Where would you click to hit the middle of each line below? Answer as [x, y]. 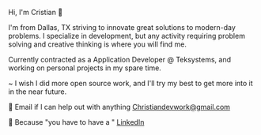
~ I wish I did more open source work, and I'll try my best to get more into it [130, 83]
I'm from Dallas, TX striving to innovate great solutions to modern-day [122, 27]
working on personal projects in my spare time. [85, 68]
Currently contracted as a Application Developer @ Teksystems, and [120, 60]
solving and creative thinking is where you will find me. [98, 44]
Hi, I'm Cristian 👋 [36, 12]
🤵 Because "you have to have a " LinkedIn [76, 122]
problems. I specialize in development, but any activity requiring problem [127, 36]
